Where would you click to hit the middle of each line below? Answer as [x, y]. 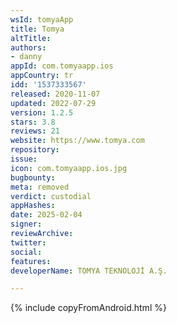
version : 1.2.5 [42, 112]
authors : [28, 47]
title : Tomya [37, 29]
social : [26, 252]
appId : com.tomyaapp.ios [62, 66]
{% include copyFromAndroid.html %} [88, 308]
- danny [26, 57]
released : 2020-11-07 [55, 94]
